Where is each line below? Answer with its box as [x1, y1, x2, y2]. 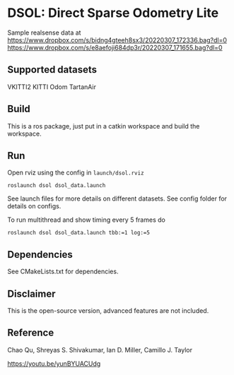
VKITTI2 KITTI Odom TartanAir [7, 83, 97, 91]
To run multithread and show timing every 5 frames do [7, 215, 166, 224]
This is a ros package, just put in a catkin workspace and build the [7, 121, 200, 130]
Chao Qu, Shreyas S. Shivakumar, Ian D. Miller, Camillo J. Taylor [7, 345, 193, 354]
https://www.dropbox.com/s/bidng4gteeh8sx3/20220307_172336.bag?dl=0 [7, 35, 228, 44]
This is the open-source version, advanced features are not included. [7, 306, 209, 315]
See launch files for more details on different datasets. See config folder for [7, 194, 228, 203]
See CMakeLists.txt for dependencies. [7, 267, 119, 276]
